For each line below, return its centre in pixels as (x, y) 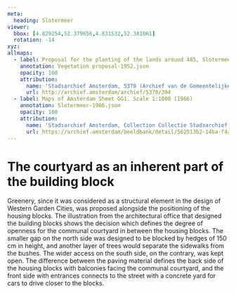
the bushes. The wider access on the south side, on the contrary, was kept (115, 254)
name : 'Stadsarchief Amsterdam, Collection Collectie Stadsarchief (127, 125)
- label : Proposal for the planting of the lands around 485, (106, 60)
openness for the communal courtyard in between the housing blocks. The (115, 231)
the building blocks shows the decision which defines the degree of (105, 223)
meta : (15, 14)
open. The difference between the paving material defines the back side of (116, 261)
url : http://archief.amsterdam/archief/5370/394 (98, 92)
